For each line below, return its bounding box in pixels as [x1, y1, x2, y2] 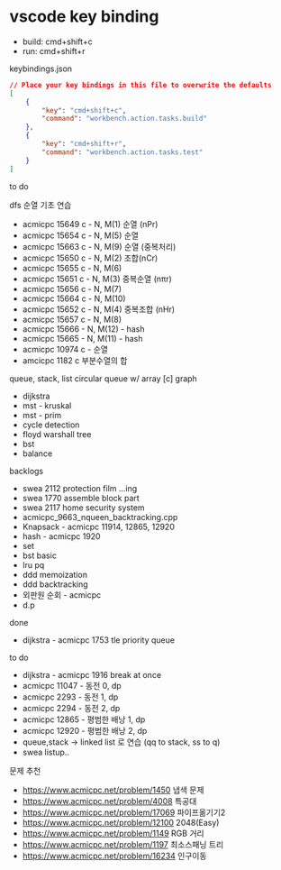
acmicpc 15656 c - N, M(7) [22, 283, 122, 294]
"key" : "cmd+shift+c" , [41, 105, 127, 114]
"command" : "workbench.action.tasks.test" [41, 147, 204, 157]
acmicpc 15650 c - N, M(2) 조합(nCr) [22, 252, 159, 263]
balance [22, 448, 53, 459]
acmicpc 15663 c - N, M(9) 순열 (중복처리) [22, 241, 177, 252]
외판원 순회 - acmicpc [22, 589, 102, 600]
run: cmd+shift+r [22, 45, 86, 56]
